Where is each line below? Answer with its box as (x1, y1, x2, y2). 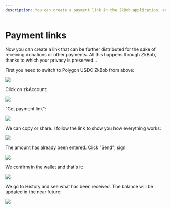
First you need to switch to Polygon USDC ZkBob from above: (5, 67, 135, 73)
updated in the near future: (5, 189, 62, 195)
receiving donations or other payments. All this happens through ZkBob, (5, 51, 156, 57)
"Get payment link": (5, 105, 47, 112)
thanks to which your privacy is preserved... (5, 57, 98, 63)
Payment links (5, 29, 67, 41)
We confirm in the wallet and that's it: (5, 164, 83, 170)
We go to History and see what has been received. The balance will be (5, 183, 154, 189)
